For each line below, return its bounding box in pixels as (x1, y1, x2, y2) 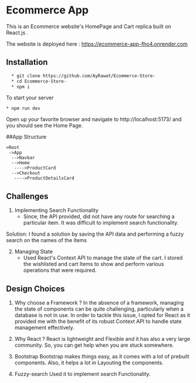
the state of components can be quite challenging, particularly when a (14, 305, 184, 312)
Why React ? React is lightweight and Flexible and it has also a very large (14, 336, 190, 342)
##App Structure (6, 133, 47, 140)
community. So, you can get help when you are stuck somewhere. (14, 341, 174, 349)
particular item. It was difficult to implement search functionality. (23, 219, 178, 226)
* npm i (11, 84, 30, 89)
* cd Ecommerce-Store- (11, 78, 67, 84)
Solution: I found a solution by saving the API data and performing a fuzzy (6, 230, 184, 237)
